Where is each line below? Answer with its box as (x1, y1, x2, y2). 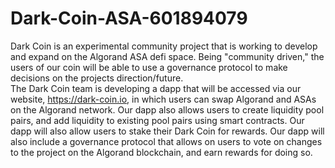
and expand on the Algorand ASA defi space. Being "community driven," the (10, 50, 325, 62)
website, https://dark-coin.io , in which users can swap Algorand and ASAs (10, 93, 317, 105)
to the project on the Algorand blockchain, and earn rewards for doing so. (10, 146, 313, 158)
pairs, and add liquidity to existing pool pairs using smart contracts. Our (10, 114, 305, 126)
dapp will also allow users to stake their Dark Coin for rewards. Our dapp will (10, 125, 325, 137)
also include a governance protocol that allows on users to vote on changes (10, 135, 323, 147)
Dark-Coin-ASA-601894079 (10, 7, 248, 30)
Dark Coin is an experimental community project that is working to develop (10, 40, 318, 52)
